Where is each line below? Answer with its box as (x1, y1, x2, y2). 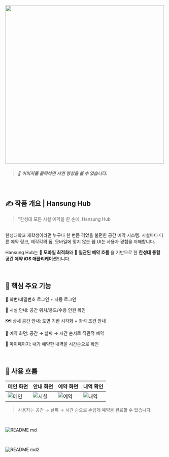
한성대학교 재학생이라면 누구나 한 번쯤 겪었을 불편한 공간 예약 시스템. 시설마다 (5, 232, 158, 238)
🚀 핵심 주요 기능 (5, 282, 52, 291)
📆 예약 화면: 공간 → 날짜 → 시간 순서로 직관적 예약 (5, 330, 105, 336)
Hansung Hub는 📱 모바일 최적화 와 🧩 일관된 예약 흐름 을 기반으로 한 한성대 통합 (5, 249, 161, 255)
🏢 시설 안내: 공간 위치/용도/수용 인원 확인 (5, 307, 86, 313)
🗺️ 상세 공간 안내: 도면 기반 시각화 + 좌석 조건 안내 (5, 318, 106, 324)
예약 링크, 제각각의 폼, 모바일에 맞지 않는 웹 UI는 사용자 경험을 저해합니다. (10, 238, 156, 244)
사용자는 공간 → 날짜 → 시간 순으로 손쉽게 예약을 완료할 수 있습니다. (17, 407, 152, 413)
